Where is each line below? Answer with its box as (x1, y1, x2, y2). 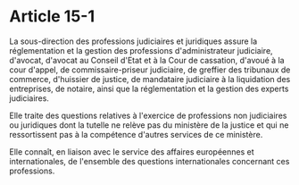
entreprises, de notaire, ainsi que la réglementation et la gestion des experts (9, 83, 289, 94)
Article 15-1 (9, 6, 96, 27)
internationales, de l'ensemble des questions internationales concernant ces (9, 156, 290, 166)
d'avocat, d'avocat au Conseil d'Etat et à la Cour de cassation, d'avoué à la (9, 55, 285, 65)
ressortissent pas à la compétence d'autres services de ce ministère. (9, 129, 263, 139)
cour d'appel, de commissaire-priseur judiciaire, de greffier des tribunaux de (9, 64, 291, 75)
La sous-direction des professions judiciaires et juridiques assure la (9, 36, 258, 46)
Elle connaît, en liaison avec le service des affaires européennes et (9, 146, 254, 157)
